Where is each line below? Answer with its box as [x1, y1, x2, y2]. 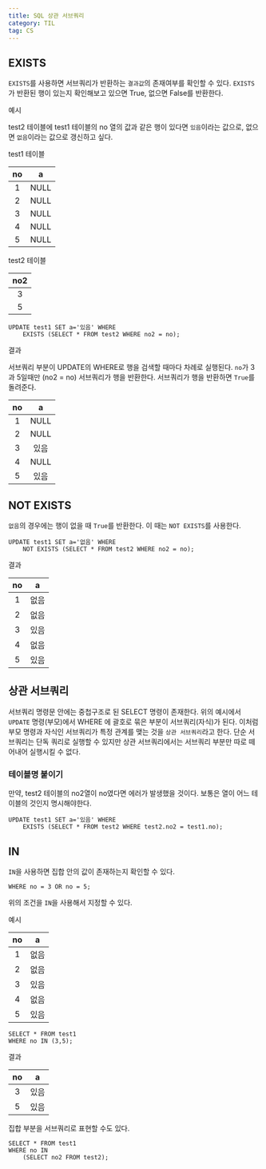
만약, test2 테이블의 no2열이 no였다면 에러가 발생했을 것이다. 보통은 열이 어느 [8, 789, 250, 798]
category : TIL [8, 19, 56, 27]
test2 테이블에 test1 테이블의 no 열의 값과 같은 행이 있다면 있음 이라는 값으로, [8, 122, 244, 132]
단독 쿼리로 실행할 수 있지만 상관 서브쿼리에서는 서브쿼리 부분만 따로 [35, 737, 248, 746]
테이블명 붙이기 [8, 769, 64, 780]
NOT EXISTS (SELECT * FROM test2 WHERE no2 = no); [22, 545, 195, 553]
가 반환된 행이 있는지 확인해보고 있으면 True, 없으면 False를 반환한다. [8, 89, 224, 98]
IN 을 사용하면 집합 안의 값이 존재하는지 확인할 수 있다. [8, 866, 176, 876]
